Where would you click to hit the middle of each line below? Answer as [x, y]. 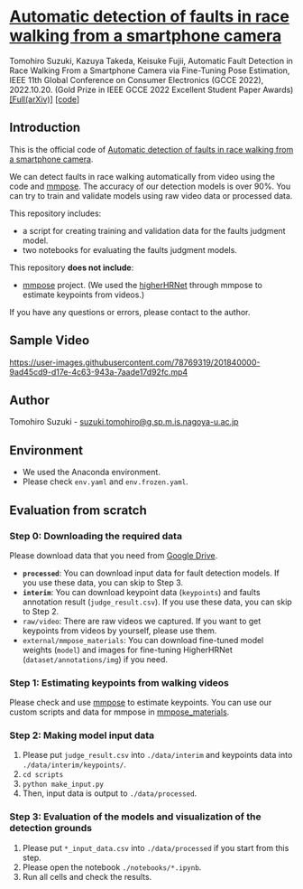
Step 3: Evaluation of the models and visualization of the [135, 817]
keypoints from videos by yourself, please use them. [119, 631]
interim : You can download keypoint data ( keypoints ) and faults [141, 592]
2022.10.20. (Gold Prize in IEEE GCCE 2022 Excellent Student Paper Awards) [151, 89]
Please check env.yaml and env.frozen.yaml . [106, 482]
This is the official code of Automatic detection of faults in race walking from [151, 149]
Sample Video [50, 341]
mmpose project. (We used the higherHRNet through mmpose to [142, 285]
